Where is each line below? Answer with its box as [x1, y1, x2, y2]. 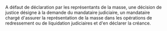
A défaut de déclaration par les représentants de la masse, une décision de [5, 4, 162, 10]
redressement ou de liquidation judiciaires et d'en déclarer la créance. [5, 20, 151, 26]
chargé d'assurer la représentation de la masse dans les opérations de [5, 15, 152, 20]
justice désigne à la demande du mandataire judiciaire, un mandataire [5, 9, 150, 15]
